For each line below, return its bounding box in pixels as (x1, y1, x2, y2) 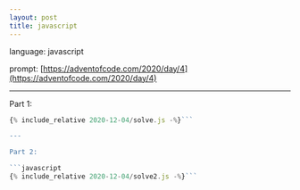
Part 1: (9, 98, 33, 109)
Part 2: (9, 148, 38, 157)
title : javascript (9, 21, 78, 30)
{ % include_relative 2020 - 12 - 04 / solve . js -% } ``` (9, 115, 194, 125)
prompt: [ (9, 63, 44, 74)
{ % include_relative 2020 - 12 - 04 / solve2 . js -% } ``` (9, 172, 198, 181)
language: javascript (9, 45, 85, 56)
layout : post (9, 12, 58, 22)
